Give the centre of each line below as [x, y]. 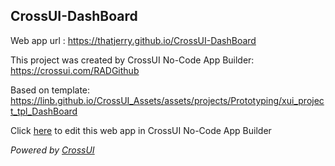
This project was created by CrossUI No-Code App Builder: [132, 60]
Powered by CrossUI [52, 150]
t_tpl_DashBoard [44, 111]
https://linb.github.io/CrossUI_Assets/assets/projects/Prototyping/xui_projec [167, 100]
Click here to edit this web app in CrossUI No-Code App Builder [141, 130]
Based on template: [50, 90]
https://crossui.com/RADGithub [75, 70]
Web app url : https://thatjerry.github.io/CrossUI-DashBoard [133, 40]
